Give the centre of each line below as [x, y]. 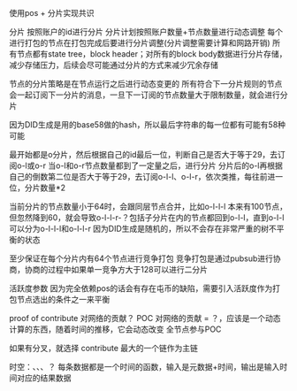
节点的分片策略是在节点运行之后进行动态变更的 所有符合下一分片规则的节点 [146, 84]
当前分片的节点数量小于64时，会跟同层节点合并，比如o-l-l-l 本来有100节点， [148, 207]
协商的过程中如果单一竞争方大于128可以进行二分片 [116, 269]
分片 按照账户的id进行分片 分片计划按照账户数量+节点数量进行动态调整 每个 [146, 32]
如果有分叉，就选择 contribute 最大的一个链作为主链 [104, 348]
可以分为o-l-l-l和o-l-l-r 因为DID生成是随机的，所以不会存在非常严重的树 [139, 229]
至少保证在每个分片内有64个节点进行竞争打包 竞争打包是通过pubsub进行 [141, 258]
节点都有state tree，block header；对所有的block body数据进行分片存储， [152, 54]
